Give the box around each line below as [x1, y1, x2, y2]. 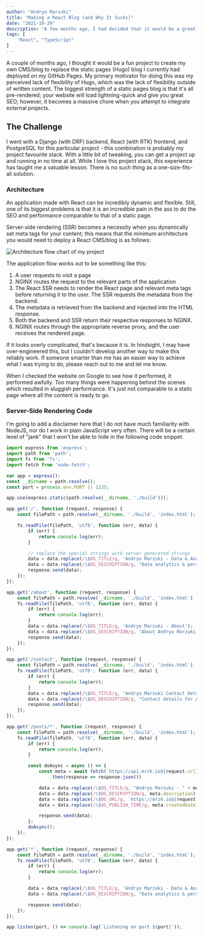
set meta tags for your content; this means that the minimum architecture [6, 229, 188, 237]
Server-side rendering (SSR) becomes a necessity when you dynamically [6, 223, 188, 231]
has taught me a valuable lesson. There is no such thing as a [6, 163, 157, 171]
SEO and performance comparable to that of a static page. [6, 211, 152, 219]
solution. [13, 170, 35, 177]
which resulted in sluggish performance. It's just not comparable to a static [6, 385, 193, 392]
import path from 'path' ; [6, 450, 71, 457]
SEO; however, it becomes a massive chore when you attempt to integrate [6, 97, 190, 105]
